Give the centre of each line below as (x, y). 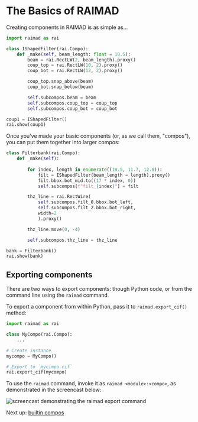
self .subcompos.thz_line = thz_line (72, 240)
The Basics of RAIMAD (63, 11)
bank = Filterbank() (32, 251)
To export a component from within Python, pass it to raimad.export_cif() (97, 307)
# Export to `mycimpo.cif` (39, 367)
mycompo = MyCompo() (32, 356)
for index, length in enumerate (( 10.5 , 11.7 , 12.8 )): (95, 170)
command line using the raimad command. (58, 295)
